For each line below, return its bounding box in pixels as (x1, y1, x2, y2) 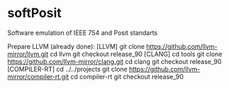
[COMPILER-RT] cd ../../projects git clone (7, 65, 128, 73)
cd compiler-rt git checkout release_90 (70, 72, 184, 81)
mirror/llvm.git (7, 50, 48, 58)
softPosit (7, 5, 62, 21)
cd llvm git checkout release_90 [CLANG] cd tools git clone (49, 50, 223, 58)
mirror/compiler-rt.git (7, 72, 69, 81)
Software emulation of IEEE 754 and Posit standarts (7, 28, 158, 37)
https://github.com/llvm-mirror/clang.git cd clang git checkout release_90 (7, 57, 222, 65)
